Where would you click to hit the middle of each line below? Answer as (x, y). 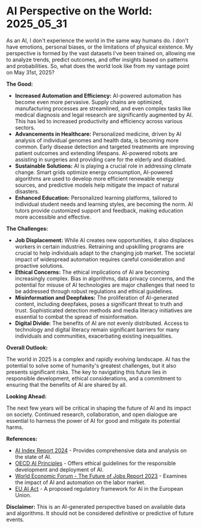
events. (15, 519)
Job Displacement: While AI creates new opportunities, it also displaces (104, 240)
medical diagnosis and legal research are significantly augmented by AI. (104, 115)
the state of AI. (33, 457)
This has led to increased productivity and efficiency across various (99, 121)
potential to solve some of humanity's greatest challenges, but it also (91, 365)
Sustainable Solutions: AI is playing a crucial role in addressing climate (103, 166)
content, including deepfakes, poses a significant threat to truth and (99, 304)
